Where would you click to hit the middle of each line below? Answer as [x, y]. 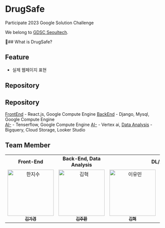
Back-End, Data [82, 159]
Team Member [28, 146]
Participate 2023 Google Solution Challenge [50, 23]
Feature [17, 57]
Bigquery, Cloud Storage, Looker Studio [45, 130]
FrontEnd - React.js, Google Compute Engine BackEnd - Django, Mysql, [77, 114]
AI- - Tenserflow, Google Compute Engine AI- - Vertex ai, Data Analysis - [79, 125]
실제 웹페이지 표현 [29, 69]
